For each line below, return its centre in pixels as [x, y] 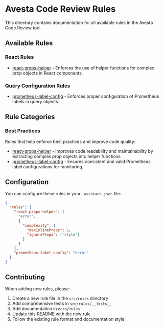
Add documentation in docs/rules [46, 309]
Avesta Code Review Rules [60, 9]
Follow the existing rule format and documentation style [68, 319]
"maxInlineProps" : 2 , [49, 230]
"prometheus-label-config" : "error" [51, 253]
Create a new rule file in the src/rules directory [60, 298]
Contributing [25, 277]
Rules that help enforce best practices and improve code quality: [70, 141]
